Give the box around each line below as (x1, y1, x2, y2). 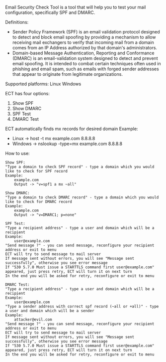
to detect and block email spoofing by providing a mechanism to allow (12, 34, 156, 40)
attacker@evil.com (14, 317, 52, 322)
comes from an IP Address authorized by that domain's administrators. (12, 45, 158, 50)
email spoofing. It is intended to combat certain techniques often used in (12, 61, 162, 66)
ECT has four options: (5, 91, 50, 96)
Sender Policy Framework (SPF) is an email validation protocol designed (12, 29, 160, 34)
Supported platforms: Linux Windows (5, 81, 82, 87)
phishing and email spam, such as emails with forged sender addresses (12, 66, 159, 72)
